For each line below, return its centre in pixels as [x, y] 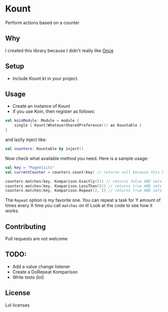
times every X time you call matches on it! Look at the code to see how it [79, 206]
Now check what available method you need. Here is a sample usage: [77, 158]
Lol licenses [17, 305]
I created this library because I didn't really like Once [59, 50]
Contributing [25, 226]
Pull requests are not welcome [36, 239]
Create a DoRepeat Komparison [45, 272]
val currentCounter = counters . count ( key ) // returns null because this [82, 172]
